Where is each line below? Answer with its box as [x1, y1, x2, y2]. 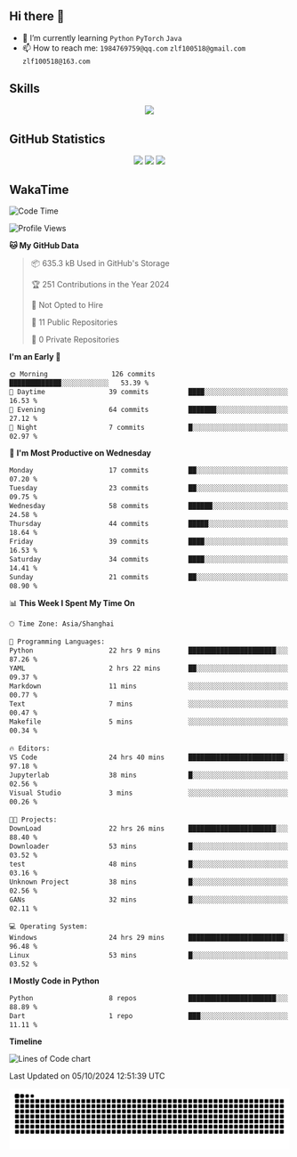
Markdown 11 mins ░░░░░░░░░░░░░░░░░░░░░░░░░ [9, 682, 289, 691]
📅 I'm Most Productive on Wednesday [9, 448, 151, 458]
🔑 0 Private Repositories [30, 335, 120, 345]
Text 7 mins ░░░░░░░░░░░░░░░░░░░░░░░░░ [9, 700, 289, 708]
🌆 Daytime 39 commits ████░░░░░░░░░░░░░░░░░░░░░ [9, 388, 289, 397]
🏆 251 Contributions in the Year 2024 [30, 279, 170, 290]
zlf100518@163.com [21, 57, 91, 66]
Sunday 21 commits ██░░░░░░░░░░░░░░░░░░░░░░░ [9, 573, 289, 582]
